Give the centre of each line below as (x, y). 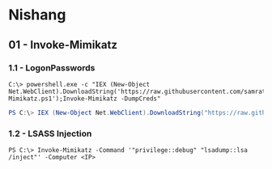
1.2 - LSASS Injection (50, 133)
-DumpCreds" (140, 99)
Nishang (37, 15)
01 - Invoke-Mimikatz (63, 45)
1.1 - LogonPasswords (52, 68)
